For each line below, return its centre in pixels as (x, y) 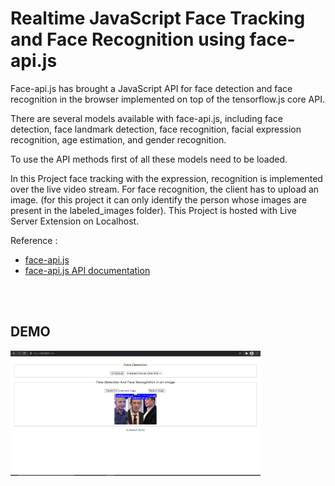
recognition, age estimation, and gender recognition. (118, 139)
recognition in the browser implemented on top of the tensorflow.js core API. (167, 99)
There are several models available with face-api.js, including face (146, 118)
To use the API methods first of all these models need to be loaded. (149, 159)
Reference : (34, 240)
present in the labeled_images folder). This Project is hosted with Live (153, 210)
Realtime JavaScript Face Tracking (158, 18)
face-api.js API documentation (87, 270)
